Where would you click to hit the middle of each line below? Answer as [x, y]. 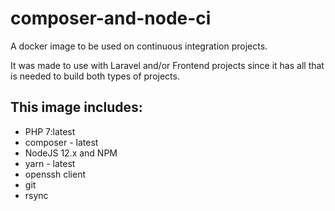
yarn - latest [50, 163]
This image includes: [76, 107]
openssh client [55, 174]
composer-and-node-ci [111, 18]
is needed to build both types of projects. [95, 76]
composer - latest [61, 142]
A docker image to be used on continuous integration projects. [139, 46]
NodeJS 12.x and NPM [71, 153]
